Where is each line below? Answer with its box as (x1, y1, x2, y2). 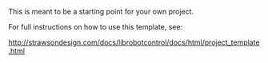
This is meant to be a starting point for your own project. (8, 7, 194, 16)
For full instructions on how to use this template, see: (8, 22, 183, 31)
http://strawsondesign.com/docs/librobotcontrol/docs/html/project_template (8, 37, 260, 47)
